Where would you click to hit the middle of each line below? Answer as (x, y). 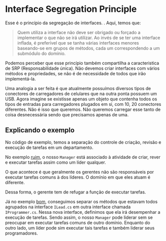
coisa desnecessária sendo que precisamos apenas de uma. (67, 114)
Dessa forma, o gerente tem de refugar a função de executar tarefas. (76, 192)
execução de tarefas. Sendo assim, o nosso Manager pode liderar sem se (79, 217)
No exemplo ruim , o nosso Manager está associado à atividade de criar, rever (83, 157)
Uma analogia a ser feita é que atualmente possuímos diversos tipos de (78, 88)
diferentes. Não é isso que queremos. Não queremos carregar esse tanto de (83, 109)
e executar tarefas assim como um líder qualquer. (56, 162)
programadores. (22, 233)
